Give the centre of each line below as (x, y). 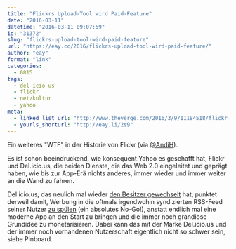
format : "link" (29, 60)
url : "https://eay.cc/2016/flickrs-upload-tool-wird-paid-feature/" (110, 46)
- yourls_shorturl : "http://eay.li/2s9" (73, 124)
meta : (15, 112)
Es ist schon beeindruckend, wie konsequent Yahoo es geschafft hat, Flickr (116, 158)
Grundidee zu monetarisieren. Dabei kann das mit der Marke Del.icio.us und (117, 224)
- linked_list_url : (42, 118)
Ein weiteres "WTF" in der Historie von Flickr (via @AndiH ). (92, 144)
